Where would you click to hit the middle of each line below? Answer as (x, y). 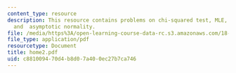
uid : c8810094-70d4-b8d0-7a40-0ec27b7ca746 (72, 59)
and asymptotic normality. (55, 26)
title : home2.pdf (33, 53)
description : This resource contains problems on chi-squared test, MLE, (118, 20)
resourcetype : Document (42, 46)
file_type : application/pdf (48, 40)
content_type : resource (42, 14)
